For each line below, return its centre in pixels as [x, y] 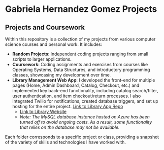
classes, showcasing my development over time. [62, 75]
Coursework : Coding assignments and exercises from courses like [80, 64]
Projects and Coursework [45, 27]
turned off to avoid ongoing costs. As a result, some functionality [86, 122]
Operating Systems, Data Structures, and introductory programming [81, 70]
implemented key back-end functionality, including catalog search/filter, [85, 91]
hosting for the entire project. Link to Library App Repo [67, 106]
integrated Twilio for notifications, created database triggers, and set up [85, 101]
